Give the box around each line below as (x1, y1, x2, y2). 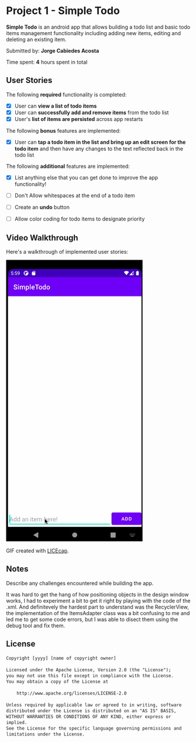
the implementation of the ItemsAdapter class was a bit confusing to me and (6, 609, 190, 616)
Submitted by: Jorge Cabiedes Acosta (6, 47, 99, 54)
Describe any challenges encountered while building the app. (6, 579, 154, 586)
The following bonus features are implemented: (6, 127, 121, 134)
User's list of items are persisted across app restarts (14, 115, 143, 122)
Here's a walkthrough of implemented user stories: (6, 249, 129, 256)
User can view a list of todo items (14, 102, 97, 109)
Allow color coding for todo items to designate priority (14, 215, 145, 223)
